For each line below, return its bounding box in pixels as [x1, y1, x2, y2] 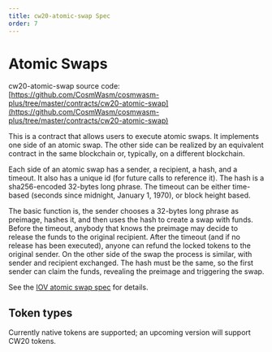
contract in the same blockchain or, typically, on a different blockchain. [8, 149, 245, 159]
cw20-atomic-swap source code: [8, 81, 120, 91]
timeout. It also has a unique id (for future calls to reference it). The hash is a [8, 173, 265, 183]
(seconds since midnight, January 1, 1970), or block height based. [31, 190, 251, 200]
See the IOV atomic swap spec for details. [8, 282, 149, 293]
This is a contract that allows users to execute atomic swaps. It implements [8, 132, 260, 141]
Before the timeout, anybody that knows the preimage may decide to [8, 224, 238, 233]
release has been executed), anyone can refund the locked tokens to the [8, 241, 252, 250]
